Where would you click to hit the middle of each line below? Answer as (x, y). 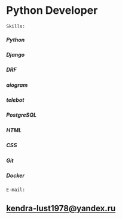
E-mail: (16, 190)
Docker (16, 175)
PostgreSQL (22, 115)
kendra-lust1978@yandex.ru (61, 208)
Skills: (16, 26)
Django (16, 54)
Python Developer (52, 10)
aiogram (17, 85)
